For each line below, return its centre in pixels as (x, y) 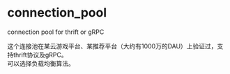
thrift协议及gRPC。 (40, 55)
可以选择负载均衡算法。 (41, 63)
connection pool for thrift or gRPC (56, 32)
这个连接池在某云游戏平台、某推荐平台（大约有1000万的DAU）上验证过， (112, 46)
